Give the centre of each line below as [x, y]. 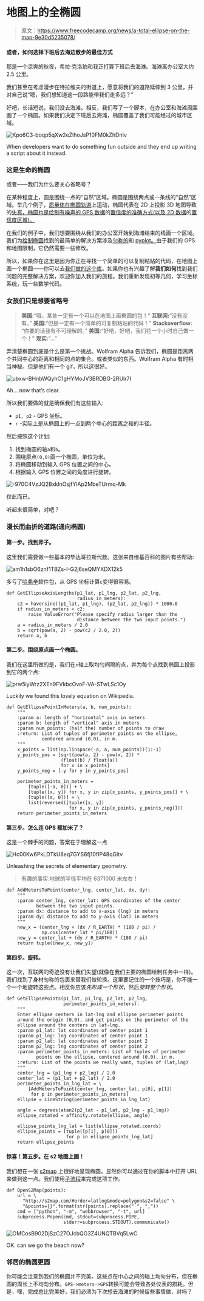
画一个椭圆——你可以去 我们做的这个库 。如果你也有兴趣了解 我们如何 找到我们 [102, 268]
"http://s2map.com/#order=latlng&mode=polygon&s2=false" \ [98, 1201]
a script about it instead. [36, 153]
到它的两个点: [23, 672]
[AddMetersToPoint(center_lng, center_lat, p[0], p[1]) [100, 1089]
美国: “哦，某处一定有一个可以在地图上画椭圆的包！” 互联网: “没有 [102, 315]
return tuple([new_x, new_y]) [56, 943]
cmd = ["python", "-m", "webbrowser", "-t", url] [81, 1211]
